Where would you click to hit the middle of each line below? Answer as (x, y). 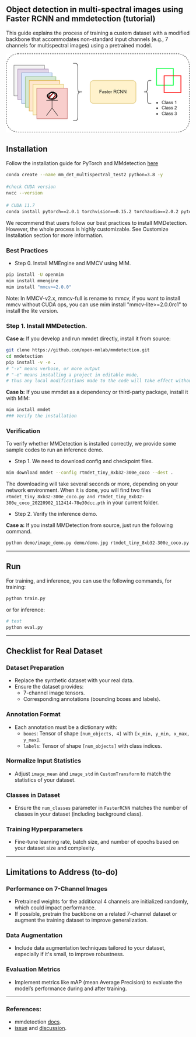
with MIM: (18, 398)
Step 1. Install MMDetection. (47, 326)
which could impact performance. (55, 908)
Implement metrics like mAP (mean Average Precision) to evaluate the (98, 982)
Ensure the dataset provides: (49, 687)
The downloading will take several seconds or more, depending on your (92, 484)
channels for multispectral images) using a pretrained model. (79, 45)
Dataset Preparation (35, 668)
